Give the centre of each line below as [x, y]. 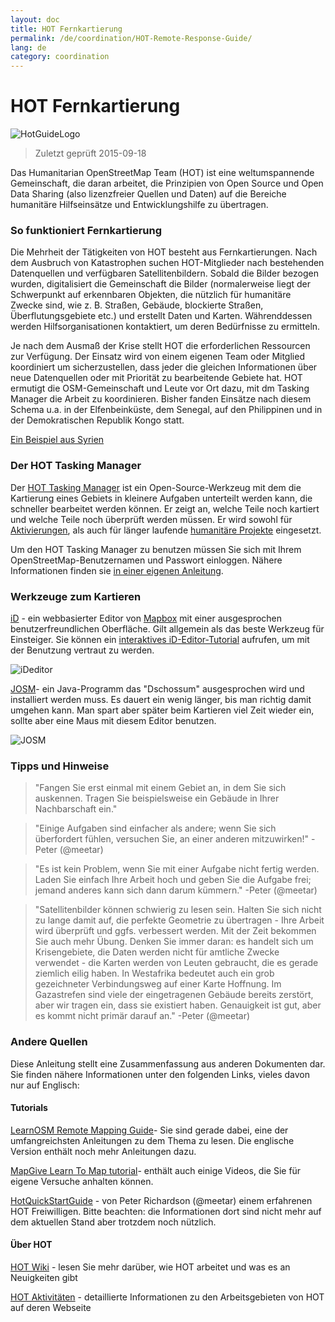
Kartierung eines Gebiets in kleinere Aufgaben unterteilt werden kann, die [161, 498]
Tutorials [29, 1108]
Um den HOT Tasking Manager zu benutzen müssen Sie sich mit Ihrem [156, 549]
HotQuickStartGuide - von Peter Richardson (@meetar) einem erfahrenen [161, 1200]
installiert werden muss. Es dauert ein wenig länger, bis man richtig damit [161, 699]
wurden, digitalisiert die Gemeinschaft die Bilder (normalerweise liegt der [161, 284]
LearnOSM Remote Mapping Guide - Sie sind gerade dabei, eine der [149, 1130]
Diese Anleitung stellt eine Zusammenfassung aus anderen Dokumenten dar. [168, 1063]
